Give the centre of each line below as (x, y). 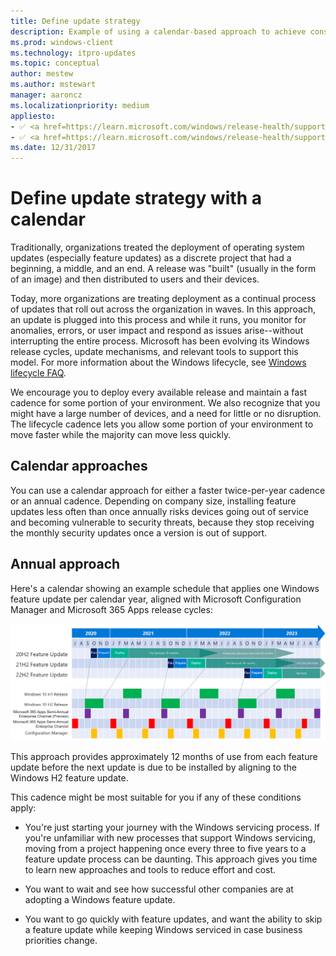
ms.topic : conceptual (55, 63)
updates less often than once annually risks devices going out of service (160, 511)
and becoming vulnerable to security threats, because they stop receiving (162, 522)
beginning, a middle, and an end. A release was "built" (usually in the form (163, 269)
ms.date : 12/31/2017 (53, 148)
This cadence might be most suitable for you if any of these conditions (156, 797)
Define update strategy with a (136, 198)
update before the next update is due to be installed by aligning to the (153, 767)
